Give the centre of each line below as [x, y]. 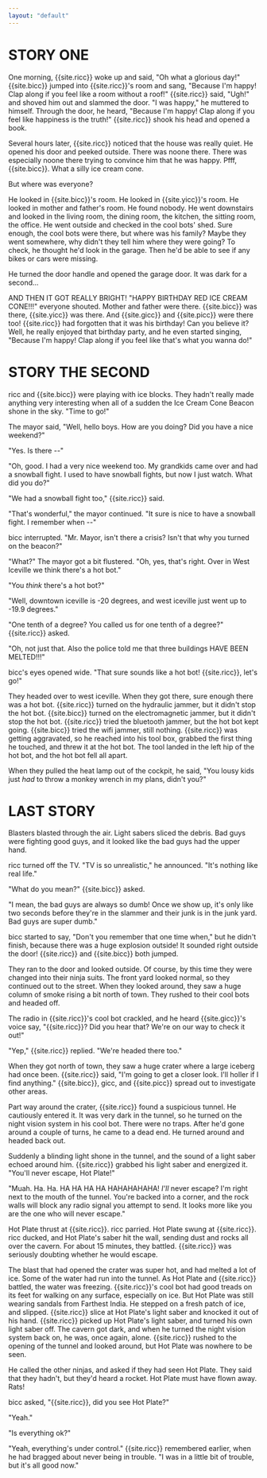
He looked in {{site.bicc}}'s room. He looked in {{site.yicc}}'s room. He [124, 199]
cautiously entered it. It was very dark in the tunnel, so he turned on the [125, 1115]
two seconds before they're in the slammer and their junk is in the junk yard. [133, 913]
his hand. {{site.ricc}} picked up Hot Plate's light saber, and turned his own [130, 1320]
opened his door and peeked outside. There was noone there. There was [128, 151]
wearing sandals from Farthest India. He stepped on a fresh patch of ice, [127, 1304]
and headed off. [34, 1003]
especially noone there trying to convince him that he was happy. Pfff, [122, 160]
